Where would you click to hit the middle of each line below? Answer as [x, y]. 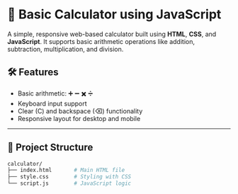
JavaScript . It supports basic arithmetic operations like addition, [101, 41]
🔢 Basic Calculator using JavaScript [114, 15]
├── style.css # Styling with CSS [69, 177]
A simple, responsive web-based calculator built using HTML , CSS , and [112, 34]
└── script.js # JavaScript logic [69, 183]
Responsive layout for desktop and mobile [79, 118]
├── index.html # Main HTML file [66, 170]
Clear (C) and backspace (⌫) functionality [80, 111]
